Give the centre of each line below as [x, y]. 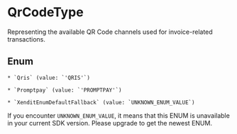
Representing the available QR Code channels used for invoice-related [110, 32]
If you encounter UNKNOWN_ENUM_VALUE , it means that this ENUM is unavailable [119, 115]
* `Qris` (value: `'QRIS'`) [49, 78]
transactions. [27, 39]
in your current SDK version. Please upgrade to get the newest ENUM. [110, 123]
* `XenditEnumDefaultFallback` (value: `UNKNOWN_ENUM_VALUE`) [101, 102]
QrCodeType [45, 12]
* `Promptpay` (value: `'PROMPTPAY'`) [65, 90]
